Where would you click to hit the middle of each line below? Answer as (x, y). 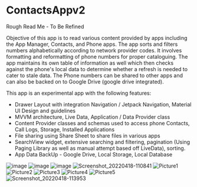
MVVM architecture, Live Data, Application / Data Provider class (92, 117)
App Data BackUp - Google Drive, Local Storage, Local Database (93, 154)
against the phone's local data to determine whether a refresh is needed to (97, 69)
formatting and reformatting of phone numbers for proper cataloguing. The (97, 56)
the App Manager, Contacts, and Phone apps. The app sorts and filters (92, 44)
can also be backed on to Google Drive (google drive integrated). (85, 81)
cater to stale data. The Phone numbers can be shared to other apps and (94, 75)
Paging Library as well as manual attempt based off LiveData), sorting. (100, 148)
